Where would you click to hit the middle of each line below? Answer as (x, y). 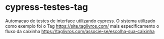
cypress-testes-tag (47, 7)
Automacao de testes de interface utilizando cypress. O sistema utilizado (80, 21)
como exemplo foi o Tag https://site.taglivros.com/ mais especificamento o (82, 26)
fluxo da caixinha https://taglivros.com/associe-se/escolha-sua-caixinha (80, 31)
